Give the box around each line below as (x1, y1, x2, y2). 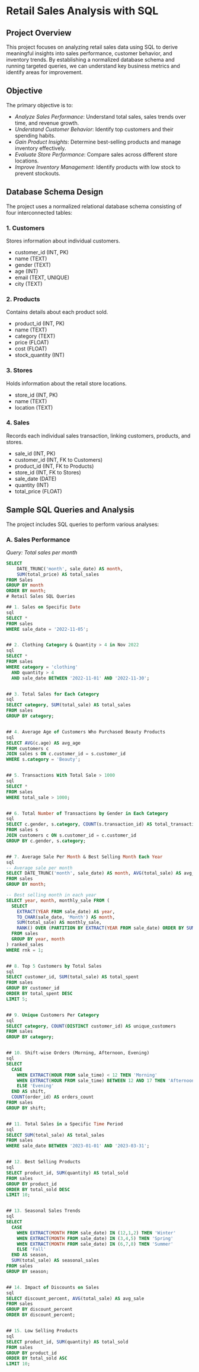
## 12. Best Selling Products (6, 1159, 81, 1165)
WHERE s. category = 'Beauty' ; (6, 757, 81, 762)
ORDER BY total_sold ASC (6, 1355, 68, 1361)
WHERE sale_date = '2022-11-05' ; (6, 626, 89, 632)
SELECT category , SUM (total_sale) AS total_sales (6, 702, 131, 708)
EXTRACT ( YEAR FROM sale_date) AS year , (17, 908, 115, 914)
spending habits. (14, 132, 56, 139)
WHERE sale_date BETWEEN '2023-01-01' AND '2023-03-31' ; (6, 1143, 150, 1149)
